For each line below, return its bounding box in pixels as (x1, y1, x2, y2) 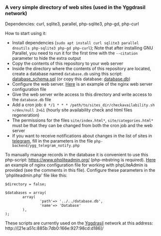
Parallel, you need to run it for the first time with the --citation (12, 50, 138, 56)
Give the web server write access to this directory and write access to (12, 91, 152, 97)
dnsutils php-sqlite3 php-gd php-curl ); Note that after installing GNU (12, 45, 153, 51)
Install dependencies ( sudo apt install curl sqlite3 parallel (12, 40, 139, 46)
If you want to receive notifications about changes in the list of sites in (12, 133, 152, 139)
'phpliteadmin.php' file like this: (5, 172, 67, 179)
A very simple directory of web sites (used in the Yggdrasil (5, 4, 145, 11)
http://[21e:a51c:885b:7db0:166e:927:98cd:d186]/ (5, 225, 104, 231)
